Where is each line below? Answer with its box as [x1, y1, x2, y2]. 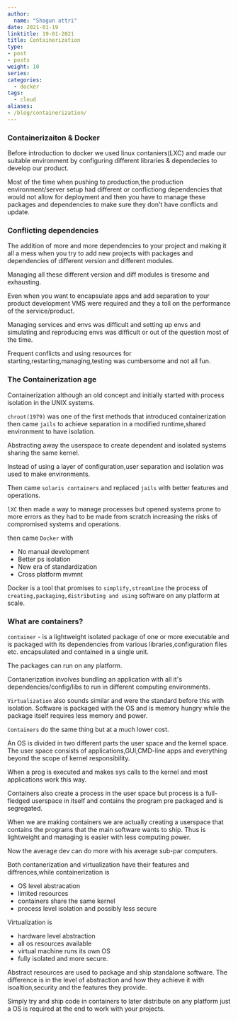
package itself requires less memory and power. [7, 711, 148, 720]
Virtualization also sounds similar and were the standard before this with [7, 696, 225, 704]
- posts [7, 57, 30, 64]
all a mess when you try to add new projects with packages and [7, 249, 193, 257]
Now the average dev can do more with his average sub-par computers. [7, 846, 218, 855]
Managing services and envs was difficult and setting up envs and [7, 321, 200, 329]
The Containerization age [7, 375, 97, 384]
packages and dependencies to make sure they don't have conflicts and [7, 200, 218, 209]
